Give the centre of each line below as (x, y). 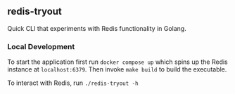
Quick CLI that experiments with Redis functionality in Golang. (97, 28)
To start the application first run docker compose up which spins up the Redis (118, 62)
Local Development (41, 46)
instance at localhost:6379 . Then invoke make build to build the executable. (117, 69)
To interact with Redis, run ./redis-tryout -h (73, 83)
